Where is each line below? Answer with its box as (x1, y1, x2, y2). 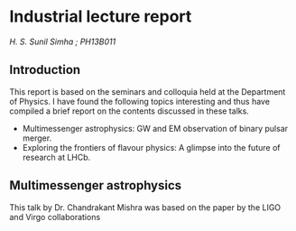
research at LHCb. (22, 152, 91, 162)
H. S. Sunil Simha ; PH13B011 (9, 36, 116, 47)
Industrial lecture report (9, 6, 192, 27)
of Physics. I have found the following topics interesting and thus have (9, 96, 271, 106)
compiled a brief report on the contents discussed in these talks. (9, 106, 250, 116)
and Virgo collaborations (9, 211, 101, 222)
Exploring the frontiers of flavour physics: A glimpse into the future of (22, 142, 281, 152)
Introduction (9, 62, 81, 78)
